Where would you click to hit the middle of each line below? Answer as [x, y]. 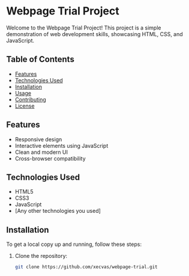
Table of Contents [40, 59]
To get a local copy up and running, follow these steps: [74, 244]
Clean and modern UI [41, 152]
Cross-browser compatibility [50, 158]
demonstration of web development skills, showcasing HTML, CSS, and [94, 34]
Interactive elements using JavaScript [61, 146]
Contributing [30, 99]
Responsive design [38, 139]
